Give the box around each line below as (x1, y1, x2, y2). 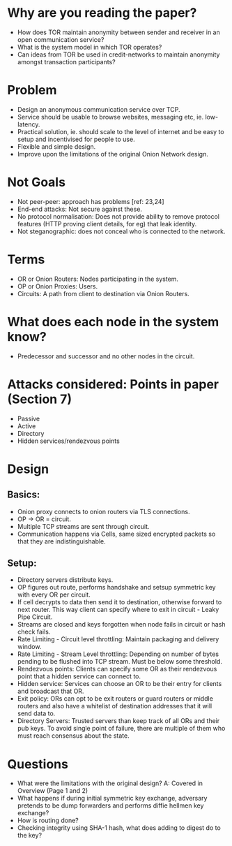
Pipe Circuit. (17, 613, 53, 621)
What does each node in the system (7, 314, 219, 330)
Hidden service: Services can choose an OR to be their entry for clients (17, 680, 222, 688)
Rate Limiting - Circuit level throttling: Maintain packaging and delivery (17, 635, 219, 643)
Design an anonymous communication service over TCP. (17, 105, 180, 113)
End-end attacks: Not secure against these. (17, 205, 143, 213)
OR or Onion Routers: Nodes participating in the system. (17, 275, 179, 283)
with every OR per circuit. (17, 590, 91, 599)
